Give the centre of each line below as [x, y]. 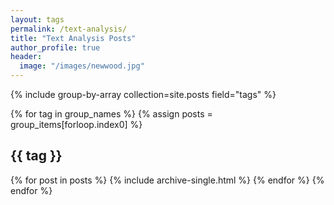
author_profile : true [55, 47]
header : [26, 57]
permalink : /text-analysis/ [69, 29]
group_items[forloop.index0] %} [76, 124]
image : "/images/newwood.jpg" [82, 66]
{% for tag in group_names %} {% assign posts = [111, 114]
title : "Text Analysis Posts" [73, 38]
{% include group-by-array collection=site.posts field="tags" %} [143, 94]
